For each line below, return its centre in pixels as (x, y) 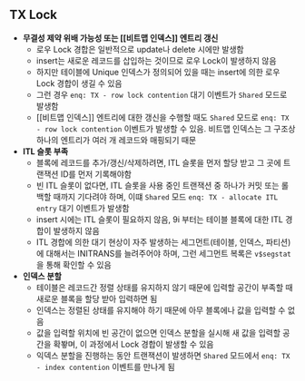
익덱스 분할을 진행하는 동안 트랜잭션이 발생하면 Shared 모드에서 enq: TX (163, 355)
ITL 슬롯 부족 (45, 151)
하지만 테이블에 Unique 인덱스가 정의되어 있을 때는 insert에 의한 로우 (158, 72)
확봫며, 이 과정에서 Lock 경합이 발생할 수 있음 (133, 344)
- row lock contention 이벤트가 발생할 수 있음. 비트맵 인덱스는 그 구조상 (166, 128)
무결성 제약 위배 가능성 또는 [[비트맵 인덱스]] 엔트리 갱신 (120, 38)
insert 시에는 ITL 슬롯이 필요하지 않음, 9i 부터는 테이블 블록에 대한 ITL (159, 219)
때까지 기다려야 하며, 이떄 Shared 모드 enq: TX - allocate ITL (166, 196)
